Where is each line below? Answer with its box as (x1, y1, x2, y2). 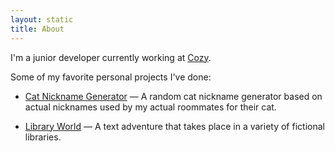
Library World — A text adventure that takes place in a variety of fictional (24, 120, 325, 132)
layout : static (10, 14, 74, 25)
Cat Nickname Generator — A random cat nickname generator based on (24, 90, 323, 102)
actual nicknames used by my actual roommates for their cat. (24, 101, 277, 113)
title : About (10, 24, 65, 34)
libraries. (24, 131, 62, 143)
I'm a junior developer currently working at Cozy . (10, 51, 212, 63)
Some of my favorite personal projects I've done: (10, 71, 212, 83)
